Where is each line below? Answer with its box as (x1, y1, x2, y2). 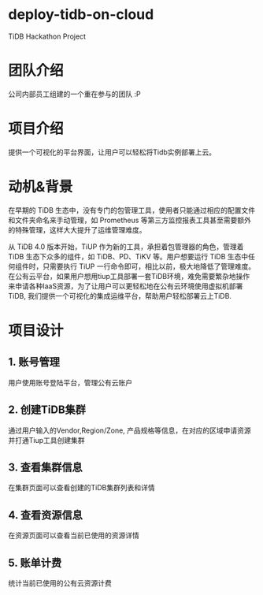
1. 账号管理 (8, 355, 61, 369)
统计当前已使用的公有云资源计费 (8, 578, 112, 588)
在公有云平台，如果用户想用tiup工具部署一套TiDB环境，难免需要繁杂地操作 (8, 271, 250, 281)
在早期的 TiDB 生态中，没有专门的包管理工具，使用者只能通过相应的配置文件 (8, 205, 256, 214)
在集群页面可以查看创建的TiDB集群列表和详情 (8, 483, 155, 493)
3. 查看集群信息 (8, 460, 83, 474)
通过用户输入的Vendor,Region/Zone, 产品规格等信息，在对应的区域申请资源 (8, 426, 252, 435)
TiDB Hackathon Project (8, 32, 87, 41)
